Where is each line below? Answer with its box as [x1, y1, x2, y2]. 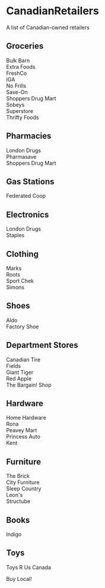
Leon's [6, 492, 23, 499]
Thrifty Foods [6, 114, 39, 121]
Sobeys [6, 101, 25, 108]
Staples [6, 232, 25, 239]
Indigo [6, 531, 22, 538]
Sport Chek [6, 278, 34, 284]
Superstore [6, 107, 34, 114]
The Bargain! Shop [6, 381, 52, 388]
